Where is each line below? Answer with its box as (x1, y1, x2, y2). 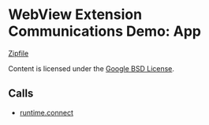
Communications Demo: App (8, 22, 202, 40)
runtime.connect (19, 108, 73, 117)
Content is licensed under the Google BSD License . (8, 63, 175, 73)
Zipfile (8, 48, 29, 58)
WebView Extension (8, 6, 143, 24)
